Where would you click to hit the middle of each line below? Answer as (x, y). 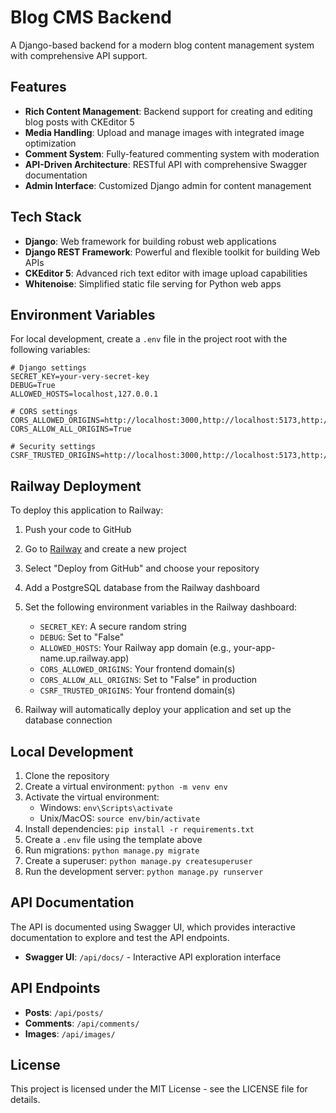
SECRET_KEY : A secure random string (113, 627)
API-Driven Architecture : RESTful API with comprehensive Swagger (166, 164)
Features (38, 87)
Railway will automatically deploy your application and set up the (158, 710)
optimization (50, 143)
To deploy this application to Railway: (87, 510)
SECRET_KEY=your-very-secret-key (80, 377)
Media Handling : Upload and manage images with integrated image (164, 132)
